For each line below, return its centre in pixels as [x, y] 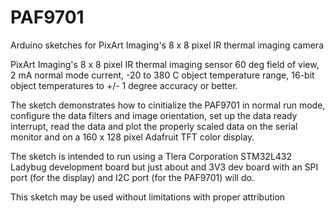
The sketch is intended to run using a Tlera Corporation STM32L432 [151, 156]
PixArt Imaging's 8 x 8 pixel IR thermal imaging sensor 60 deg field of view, [165, 64]
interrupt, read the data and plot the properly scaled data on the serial [154, 126]
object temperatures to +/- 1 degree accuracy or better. [124, 85]
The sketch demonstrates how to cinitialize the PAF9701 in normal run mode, [168, 105]
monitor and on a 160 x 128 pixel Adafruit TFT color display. [132, 137]
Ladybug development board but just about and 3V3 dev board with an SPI [164, 167]
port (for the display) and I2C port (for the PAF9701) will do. [132, 177]
